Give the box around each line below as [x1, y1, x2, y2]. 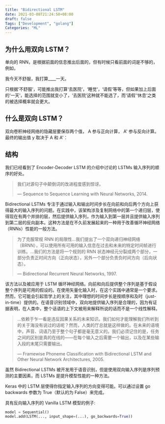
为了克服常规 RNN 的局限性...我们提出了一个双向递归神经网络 [17, 236, 140, 242]
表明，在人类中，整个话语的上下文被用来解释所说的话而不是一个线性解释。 [9, 305, 160, 311]
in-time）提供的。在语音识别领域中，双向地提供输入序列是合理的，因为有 [5, 299, 153, 305]
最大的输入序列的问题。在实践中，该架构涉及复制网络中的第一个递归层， [9, 207, 156, 213]
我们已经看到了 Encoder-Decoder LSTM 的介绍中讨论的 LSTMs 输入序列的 [5, 164, 155, 170]
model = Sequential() [5, 410, 50, 415]
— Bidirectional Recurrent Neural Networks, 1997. [17, 271, 117, 277]
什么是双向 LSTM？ [5, 114, 64, 123]
